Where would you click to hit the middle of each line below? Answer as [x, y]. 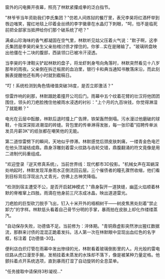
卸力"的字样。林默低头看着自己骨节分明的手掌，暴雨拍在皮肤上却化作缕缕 [79, 209]
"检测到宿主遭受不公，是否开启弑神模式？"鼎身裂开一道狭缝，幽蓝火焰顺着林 [82, 187]
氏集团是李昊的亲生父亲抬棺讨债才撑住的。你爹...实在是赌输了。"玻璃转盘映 [81, 46]
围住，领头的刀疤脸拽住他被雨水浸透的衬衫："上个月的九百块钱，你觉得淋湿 [82, 102]
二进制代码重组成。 [25, 154]
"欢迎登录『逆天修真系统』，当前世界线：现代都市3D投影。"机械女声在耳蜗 [80, 164]
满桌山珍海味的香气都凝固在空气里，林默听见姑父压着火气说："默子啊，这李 [82, 40]
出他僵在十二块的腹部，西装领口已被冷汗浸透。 [52, 52]
